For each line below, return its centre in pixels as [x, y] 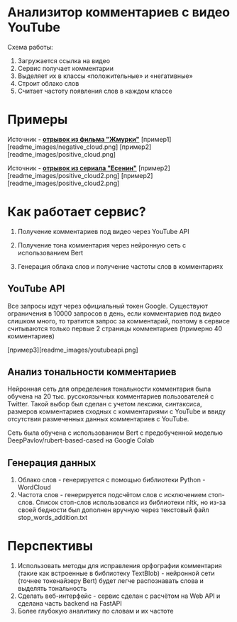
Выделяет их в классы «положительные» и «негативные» [105, 76]
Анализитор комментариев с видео [119, 12]
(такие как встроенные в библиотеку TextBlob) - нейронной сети [116, 573]
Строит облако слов [48, 83]
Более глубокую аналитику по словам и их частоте [95, 611]
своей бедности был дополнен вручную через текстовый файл [113, 510]
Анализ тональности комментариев [92, 372]
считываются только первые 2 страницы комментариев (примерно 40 [115, 328]
